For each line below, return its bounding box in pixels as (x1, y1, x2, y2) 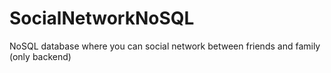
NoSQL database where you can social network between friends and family (9, 40, 321, 52)
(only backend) (9, 50, 72, 62)
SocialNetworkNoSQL (9, 7, 195, 30)
